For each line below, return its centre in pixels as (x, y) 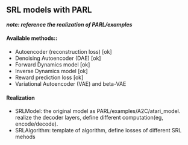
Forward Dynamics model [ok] (52, 65)
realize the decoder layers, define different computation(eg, (89, 118)
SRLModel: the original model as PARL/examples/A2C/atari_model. (98, 111)
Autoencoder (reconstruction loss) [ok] (64, 52)
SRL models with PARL (49, 10)
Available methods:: (32, 38)
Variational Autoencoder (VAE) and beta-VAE (70, 84)
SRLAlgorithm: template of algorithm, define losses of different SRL (98, 130)
